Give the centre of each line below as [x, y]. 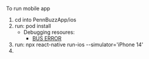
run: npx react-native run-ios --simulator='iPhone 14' [79, 44]
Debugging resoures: [49, 32]
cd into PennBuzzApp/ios [45, 20]
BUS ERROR [47, 38]
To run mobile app [28, 8]
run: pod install [33, 26]
